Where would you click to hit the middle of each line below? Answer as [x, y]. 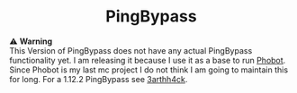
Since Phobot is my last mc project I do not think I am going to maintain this [149, 70]
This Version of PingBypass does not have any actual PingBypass [131, 50]
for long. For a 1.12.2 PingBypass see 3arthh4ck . [99, 79]
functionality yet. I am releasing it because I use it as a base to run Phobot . [148, 60]
